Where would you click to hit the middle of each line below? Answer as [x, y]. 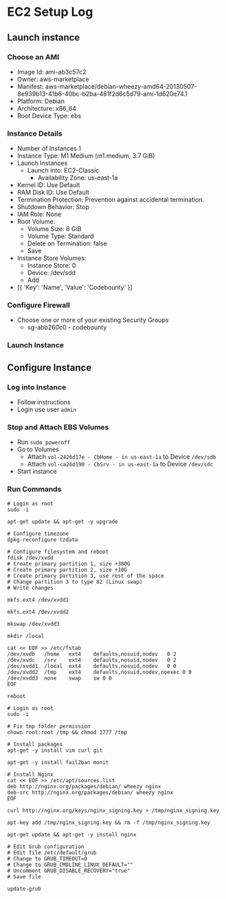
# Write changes [30, 588]
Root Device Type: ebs [49, 116]
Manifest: [30, 86]
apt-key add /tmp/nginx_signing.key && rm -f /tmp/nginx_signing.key [109, 823]
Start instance [37, 471]
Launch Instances [42, 163]
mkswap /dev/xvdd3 [33, 624]
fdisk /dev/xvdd [30, 558]
